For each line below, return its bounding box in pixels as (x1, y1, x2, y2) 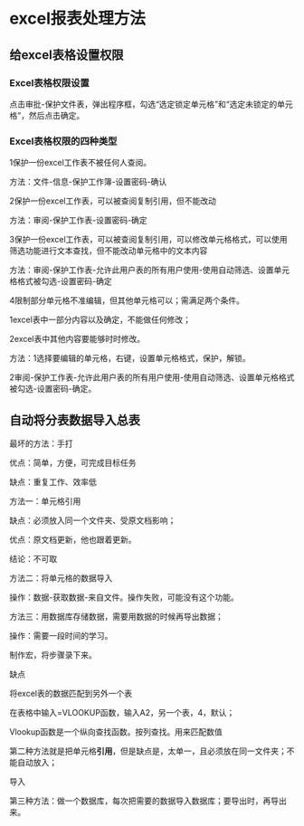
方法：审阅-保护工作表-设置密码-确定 (9, 214, 147, 226)
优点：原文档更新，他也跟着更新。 (9, 534, 137, 545)
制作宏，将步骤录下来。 (9, 649, 97, 660)
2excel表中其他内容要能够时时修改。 (9, 334, 146, 345)
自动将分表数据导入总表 (9, 413, 140, 428)
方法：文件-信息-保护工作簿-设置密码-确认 (9, 176, 167, 187)
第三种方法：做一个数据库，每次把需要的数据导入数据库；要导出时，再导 (9, 795, 279, 806)
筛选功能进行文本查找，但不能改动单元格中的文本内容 (9, 245, 208, 256)
